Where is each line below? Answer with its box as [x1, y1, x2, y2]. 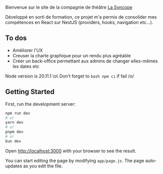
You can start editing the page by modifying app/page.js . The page [5, 157, 144, 163]
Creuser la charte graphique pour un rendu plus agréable [12, 52, 131, 58]
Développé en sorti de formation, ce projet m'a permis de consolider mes [5, 14, 157, 20]
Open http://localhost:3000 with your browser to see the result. [5, 148, 137, 154]
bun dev [5, 138, 22, 144]
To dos [5, 34, 27, 42]
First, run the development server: [5, 101, 76, 107]
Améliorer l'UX [12, 47, 43, 53]
